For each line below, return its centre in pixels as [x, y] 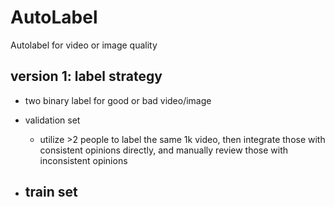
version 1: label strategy [86, 76]
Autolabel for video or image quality [84, 45]
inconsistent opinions [83, 160]
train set [51, 192]
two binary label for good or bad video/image [118, 100]
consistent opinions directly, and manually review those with [164, 150]
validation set [52, 120]
